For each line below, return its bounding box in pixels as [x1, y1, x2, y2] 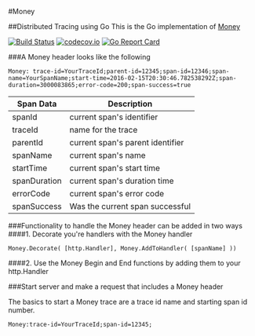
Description [107, 98, 153, 109]
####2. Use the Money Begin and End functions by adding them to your [8, 258, 241, 268]
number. [8, 305, 35, 315]
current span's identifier [69, 111, 158, 122]
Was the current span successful [69, 201, 191, 211]
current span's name [69, 150, 147, 160]
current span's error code [69, 188, 165, 199]
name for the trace [69, 125, 138, 135]
